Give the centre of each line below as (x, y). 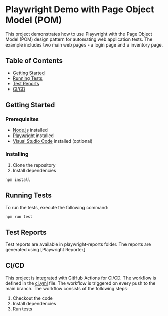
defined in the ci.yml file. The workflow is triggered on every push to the (80, 283)
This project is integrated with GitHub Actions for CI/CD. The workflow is (81, 278)
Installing (17, 154)
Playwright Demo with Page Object (80, 9)
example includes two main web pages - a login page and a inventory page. (84, 44)
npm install (18, 180)
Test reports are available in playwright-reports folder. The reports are (78, 244)
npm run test (19, 217)
